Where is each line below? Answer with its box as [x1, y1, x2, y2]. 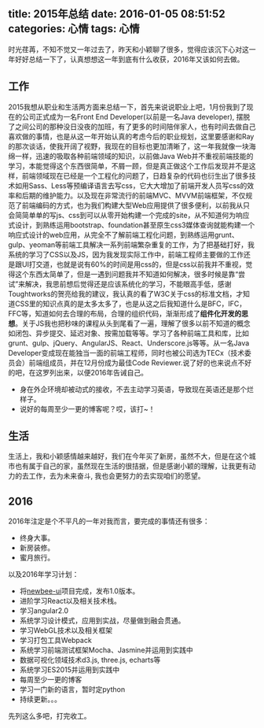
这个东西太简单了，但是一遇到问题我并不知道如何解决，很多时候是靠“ [14, 269, 239, 279]
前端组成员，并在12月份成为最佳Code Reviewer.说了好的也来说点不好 [28, 357, 252, 368]
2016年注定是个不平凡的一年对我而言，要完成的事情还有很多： [8, 516, 210, 526]
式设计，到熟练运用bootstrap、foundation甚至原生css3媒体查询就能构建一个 [8, 220, 255, 230]
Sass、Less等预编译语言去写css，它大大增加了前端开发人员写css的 [28, 180, 247, 190]
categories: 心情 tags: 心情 [8, 22, 140, 35]
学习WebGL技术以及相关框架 [19, 626, 112, 635]
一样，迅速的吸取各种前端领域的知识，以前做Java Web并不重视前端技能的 [14, 151, 254, 161]
